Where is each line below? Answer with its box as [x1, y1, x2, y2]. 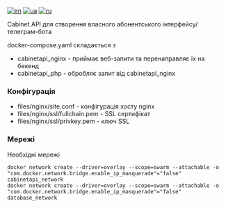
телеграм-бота [7, 28, 52, 35]
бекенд [17, 62, 40, 70]
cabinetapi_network [7, 176, 64, 183]
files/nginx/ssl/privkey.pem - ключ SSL [17, 117, 130, 125]
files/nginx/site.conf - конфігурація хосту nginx [17, 102, 155, 111]
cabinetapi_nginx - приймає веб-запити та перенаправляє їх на [17, 54, 205, 63]
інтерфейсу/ [162, 20, 198, 28]
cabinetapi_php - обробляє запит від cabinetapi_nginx [17, 70, 176, 77]
